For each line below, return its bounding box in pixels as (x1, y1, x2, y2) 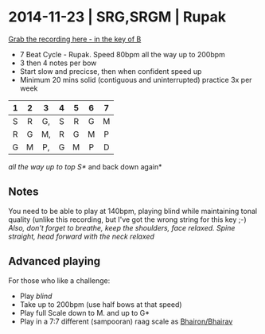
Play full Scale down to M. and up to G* (19, 308, 150, 317)
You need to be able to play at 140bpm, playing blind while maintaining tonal (8, 206, 257, 216)
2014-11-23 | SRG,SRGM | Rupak (8, 8, 227, 26)
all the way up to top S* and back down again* (8, 161, 162, 171)
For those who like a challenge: (8, 275, 111, 285)
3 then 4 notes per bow (19, 58, 97, 68)
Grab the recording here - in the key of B (8, 34, 142, 44)
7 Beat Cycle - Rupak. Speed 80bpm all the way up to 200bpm (19, 49, 225, 59)
